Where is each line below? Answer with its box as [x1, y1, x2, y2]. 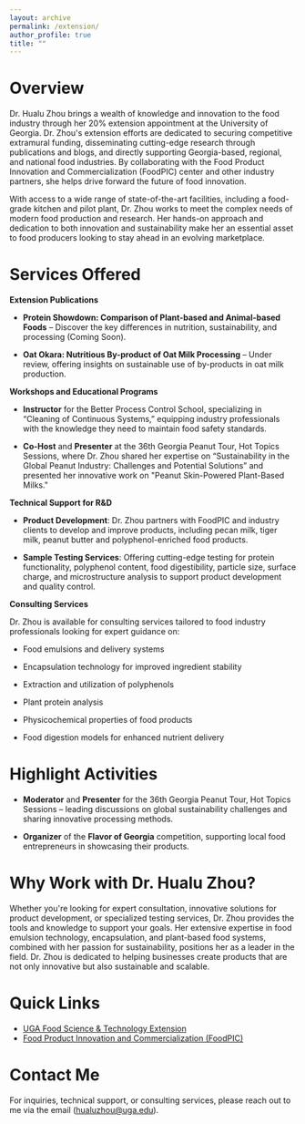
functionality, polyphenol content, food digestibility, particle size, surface [22, 562, 297, 572]
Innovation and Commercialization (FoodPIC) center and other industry [9, 166, 275, 178]
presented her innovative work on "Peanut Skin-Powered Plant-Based [22, 470, 285, 481]
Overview [9, 78, 85, 98]
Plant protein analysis [22, 696, 104, 707]
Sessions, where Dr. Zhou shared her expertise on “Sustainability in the [22, 450, 290, 461]
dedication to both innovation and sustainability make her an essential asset [9, 222, 294, 233]
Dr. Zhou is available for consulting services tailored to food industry [9, 616, 266, 627]
